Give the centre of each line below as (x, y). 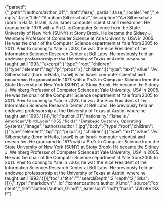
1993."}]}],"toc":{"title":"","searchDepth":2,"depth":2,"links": (89, 178)
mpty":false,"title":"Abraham (34, 17)
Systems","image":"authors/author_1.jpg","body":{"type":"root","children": (79, 126)
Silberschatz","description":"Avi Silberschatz (108, 17)
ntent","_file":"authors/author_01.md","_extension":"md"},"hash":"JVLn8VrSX (82, 188)
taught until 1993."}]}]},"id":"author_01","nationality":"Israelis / (67, 116)
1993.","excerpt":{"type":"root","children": (71, 64)
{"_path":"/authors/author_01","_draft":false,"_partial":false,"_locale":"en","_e (82, 12)
